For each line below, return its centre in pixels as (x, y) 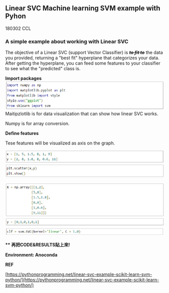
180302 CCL (18, 28)
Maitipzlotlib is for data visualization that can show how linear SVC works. (82, 114)
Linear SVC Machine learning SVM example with (83, 8)
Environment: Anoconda (32, 255)
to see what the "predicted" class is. (43, 69)
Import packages (23, 78)
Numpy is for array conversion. (37, 123)
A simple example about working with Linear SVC (67, 41)
